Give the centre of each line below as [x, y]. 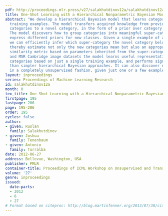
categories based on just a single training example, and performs [81, 61]
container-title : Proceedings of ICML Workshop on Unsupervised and [78, 168]
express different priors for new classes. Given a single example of [85, 38]
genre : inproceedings [28, 178]
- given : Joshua [22, 136]
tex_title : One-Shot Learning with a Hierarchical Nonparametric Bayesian [85, 94]
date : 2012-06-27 [23, 154]
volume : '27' [19, 173]
